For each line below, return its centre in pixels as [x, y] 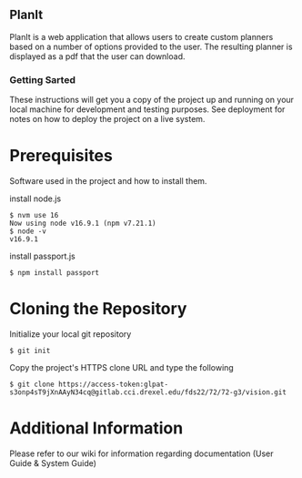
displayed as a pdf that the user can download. [97, 56]
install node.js [35, 198]
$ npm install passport [55, 273]
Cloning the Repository [98, 309]
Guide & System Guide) [53, 463]
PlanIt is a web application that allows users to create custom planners [141, 36]
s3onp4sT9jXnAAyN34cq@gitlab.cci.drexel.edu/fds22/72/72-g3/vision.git [148, 392]
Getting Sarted [42, 79]
